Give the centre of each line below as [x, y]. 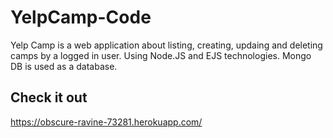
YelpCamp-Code [81, 17]
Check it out [49, 97]
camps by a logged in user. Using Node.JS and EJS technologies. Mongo [161, 55]
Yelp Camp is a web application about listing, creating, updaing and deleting [166, 45]
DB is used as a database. [64, 66]
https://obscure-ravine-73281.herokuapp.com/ [106, 122]
